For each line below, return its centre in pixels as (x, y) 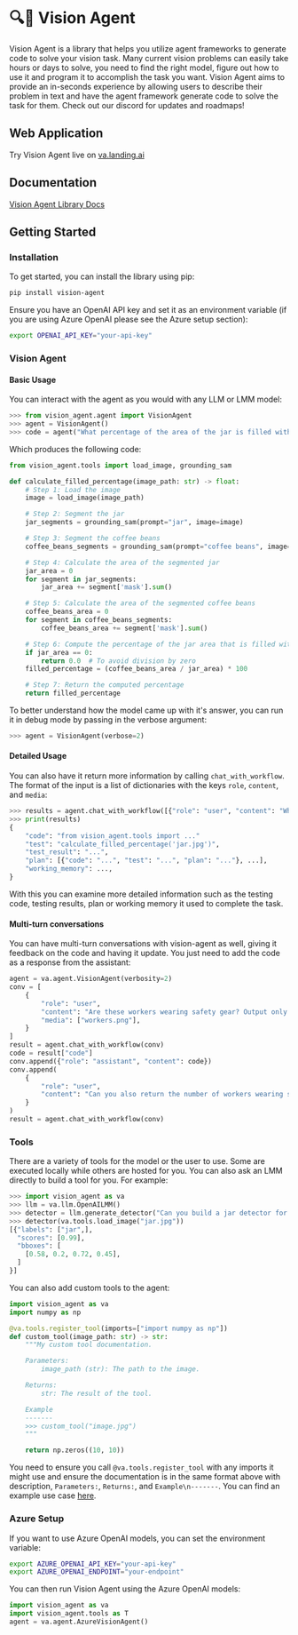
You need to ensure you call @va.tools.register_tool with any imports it (141, 1467)
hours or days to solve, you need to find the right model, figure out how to (144, 68)
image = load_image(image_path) (85, 498)
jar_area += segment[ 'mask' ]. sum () (107, 587)
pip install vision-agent (57, 293)
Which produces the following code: (75, 449)
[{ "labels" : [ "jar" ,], (51, 1229)
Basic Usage (32, 379)
